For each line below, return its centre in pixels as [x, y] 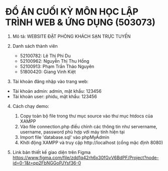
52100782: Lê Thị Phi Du [46, 56]
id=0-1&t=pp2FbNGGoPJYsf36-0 [47, 163]
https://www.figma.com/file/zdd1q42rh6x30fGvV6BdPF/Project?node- [86, 157]
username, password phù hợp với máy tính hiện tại [72, 132]
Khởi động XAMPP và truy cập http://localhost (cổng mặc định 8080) [92, 142]
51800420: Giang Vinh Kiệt [48, 72]
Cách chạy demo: [31, 106]
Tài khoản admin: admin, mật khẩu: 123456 [57, 91]
